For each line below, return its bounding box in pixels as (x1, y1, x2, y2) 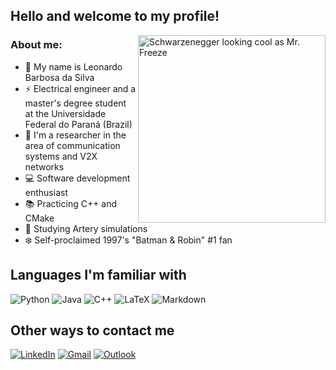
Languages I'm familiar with (10, 267, 187, 284)
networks (24, 160, 65, 173)
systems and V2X (24, 150, 98, 162)
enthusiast (24, 186, 68, 198)
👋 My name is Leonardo (24, 60, 123, 73)
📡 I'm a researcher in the (24, 129, 127, 141)
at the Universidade (24, 107, 107, 119)
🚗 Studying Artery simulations (24, 222, 148, 234)
